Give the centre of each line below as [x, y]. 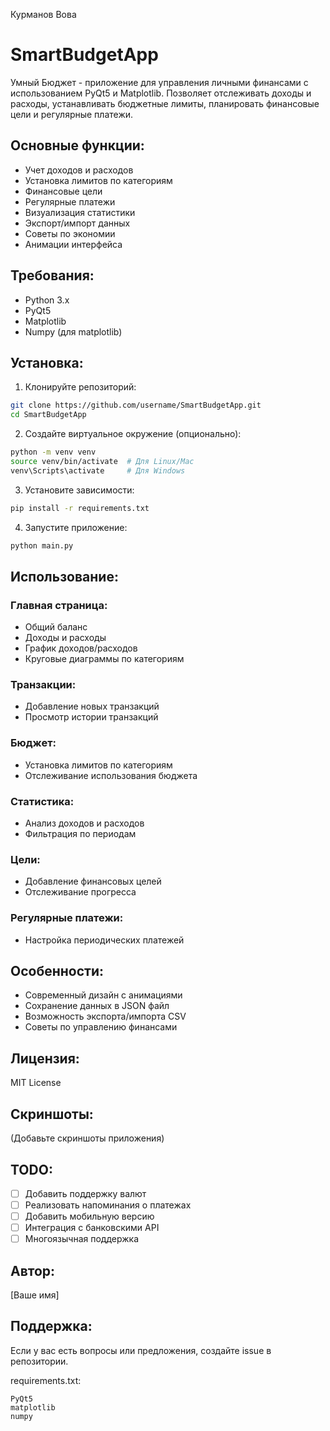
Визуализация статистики [80, 212]
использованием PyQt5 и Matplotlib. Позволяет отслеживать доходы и [161, 93]
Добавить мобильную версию [89, 1216]
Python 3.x [47, 300]
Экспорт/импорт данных [77, 223]
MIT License [36, 1083]
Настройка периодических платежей [104, 940]
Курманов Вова [43, 14]
